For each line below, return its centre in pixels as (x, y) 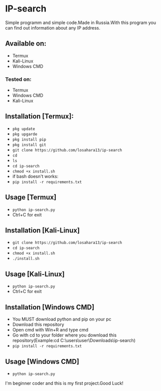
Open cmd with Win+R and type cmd (50, 330)
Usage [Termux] (31, 197)
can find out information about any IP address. (53, 27)
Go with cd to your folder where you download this (65, 335)
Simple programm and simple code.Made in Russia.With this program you (80, 22)
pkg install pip (29, 139)
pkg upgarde (25, 134)
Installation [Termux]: (39, 116)
